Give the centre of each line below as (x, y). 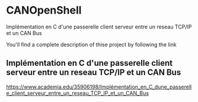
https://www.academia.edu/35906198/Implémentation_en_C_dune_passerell (99, 87)
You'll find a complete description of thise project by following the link (91, 44)
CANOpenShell (44, 10)
